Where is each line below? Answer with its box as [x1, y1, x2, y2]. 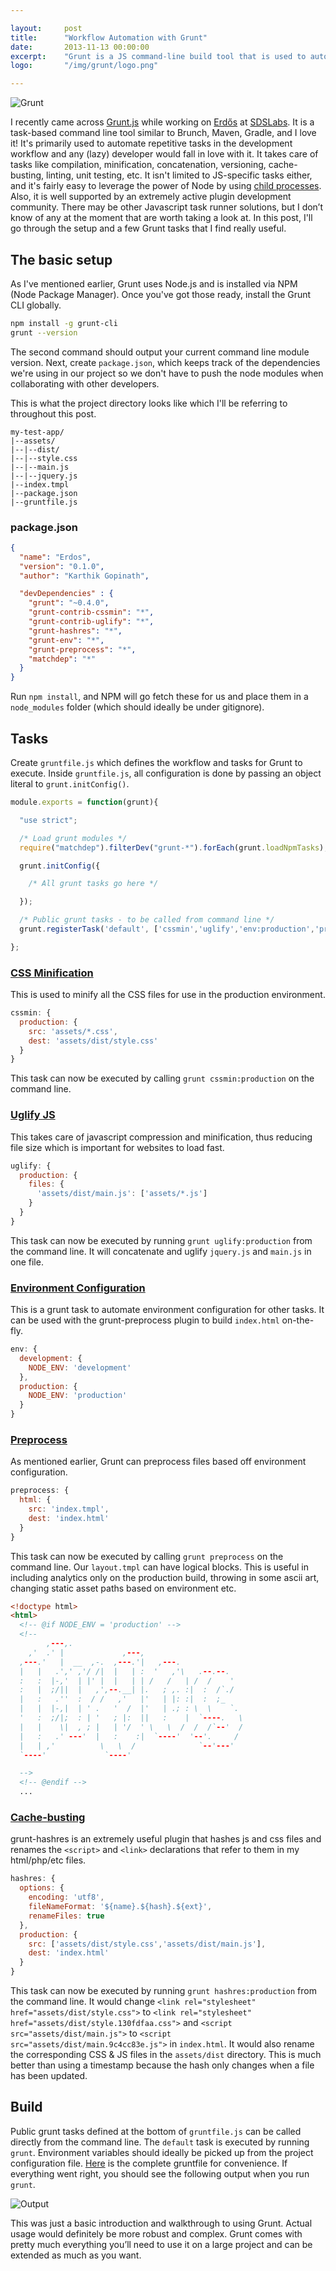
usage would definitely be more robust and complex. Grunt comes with [10, 2227, 303, 2240]
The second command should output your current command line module [10, 346, 310, 358]
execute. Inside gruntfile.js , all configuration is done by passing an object [10, 767, 322, 780]
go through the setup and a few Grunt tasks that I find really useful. [10, 222, 287, 235]
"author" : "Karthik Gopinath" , [19, 571, 150, 581]
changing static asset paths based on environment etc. [10, 1582, 237, 1594]
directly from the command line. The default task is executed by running [10, 2136, 310, 2148]
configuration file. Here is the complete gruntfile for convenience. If [10, 2157, 288, 2169]
